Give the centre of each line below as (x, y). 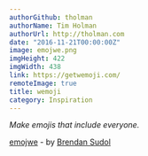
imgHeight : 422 (37, 58)
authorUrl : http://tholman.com (67, 34)
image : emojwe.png (43, 51)
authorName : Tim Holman (53, 26)
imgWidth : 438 (35, 67)
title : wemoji (35, 91)
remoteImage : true (43, 83)
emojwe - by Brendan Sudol (60, 142)
